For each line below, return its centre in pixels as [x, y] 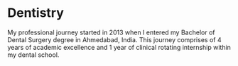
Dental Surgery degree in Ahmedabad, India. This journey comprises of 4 [114, 39]
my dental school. [33, 55]
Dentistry [36, 13]
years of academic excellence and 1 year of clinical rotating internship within [119, 47]
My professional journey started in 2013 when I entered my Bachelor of [111, 32]
